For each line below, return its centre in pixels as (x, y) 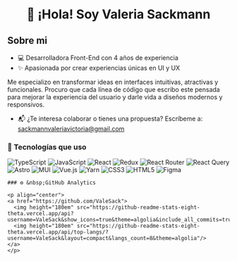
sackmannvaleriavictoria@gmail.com (71, 129)
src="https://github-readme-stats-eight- (138, 226)
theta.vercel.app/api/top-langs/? (58, 232)
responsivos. (26, 104)
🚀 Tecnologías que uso (47, 147)
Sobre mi (28, 41)
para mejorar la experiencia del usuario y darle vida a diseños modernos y (115, 97)
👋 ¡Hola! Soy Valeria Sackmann (119, 14)
